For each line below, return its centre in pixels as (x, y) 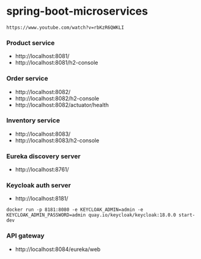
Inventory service (33, 120)
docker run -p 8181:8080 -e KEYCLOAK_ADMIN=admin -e (75, 210)
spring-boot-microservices (77, 11)
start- (187, 215)
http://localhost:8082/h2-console (57, 98)
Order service (27, 79)
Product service (31, 43)
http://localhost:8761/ (42, 170)
